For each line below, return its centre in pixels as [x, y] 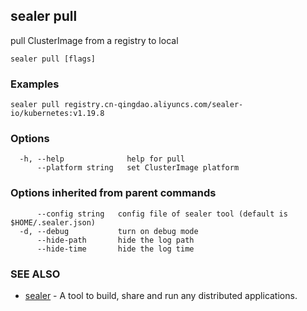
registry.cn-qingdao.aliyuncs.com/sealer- [153, 105]
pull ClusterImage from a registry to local [94, 40]
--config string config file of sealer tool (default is [162, 214]
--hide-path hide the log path [115, 240]
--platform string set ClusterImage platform [138, 168]
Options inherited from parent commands [113, 193]
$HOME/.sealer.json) [53, 222]
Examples [35, 84]
